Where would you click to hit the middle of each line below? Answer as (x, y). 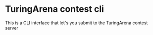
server (12, 28)
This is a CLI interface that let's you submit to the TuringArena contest (76, 23)
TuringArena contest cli (54, 9)
